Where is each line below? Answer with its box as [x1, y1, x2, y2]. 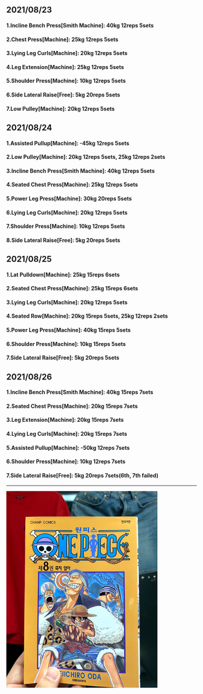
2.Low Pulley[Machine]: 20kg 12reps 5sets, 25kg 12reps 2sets [6, 153, 166, 161]
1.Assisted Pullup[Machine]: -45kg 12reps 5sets [6, 139, 130, 147]
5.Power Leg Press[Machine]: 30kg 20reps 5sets [6, 195, 132, 202]
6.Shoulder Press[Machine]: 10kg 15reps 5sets [6, 340, 126, 347]
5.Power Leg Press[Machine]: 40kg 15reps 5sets [6, 327, 131, 334]
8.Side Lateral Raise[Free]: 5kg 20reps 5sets [6, 236, 121, 244]
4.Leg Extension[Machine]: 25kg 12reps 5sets [6, 63, 124, 70]
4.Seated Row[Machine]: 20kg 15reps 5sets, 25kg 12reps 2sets [6, 312, 168, 320]
